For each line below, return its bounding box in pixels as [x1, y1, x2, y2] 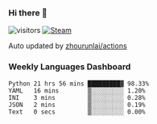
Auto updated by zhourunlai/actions [8, 41, 127, 51]
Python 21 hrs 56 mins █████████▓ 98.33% [8, 80, 150, 88]
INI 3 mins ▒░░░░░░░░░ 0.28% [8, 93, 147, 101]
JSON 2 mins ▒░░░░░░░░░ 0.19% [8, 101, 147, 109]
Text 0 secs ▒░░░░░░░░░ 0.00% [8, 108, 147, 116]
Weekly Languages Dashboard [8, 61, 131, 72]
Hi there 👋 [8, 7, 48, 19]
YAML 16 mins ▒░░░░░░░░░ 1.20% [8, 86, 147, 95]
